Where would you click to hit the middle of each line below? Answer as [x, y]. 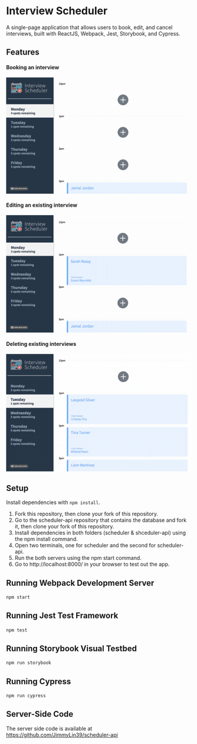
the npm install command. [46, 539]
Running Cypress [39, 682]
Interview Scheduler [57, 11]
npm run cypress [26, 696]
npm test [17, 630]
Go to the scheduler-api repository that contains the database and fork [101, 520]
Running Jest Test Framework [62, 616]
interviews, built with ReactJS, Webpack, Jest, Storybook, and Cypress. [93, 33]
